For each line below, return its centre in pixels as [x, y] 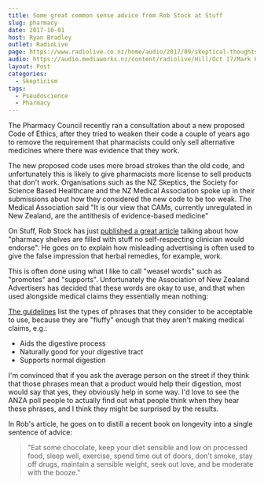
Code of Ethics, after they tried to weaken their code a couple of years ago [129, 134]
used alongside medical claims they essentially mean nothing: [108, 296]
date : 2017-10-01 [37, 30]
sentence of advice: [40, 432]
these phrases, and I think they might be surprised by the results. [114, 409]
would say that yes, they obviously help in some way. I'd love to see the [124, 392]
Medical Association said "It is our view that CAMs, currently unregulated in [130, 207]
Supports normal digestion [62, 360]
